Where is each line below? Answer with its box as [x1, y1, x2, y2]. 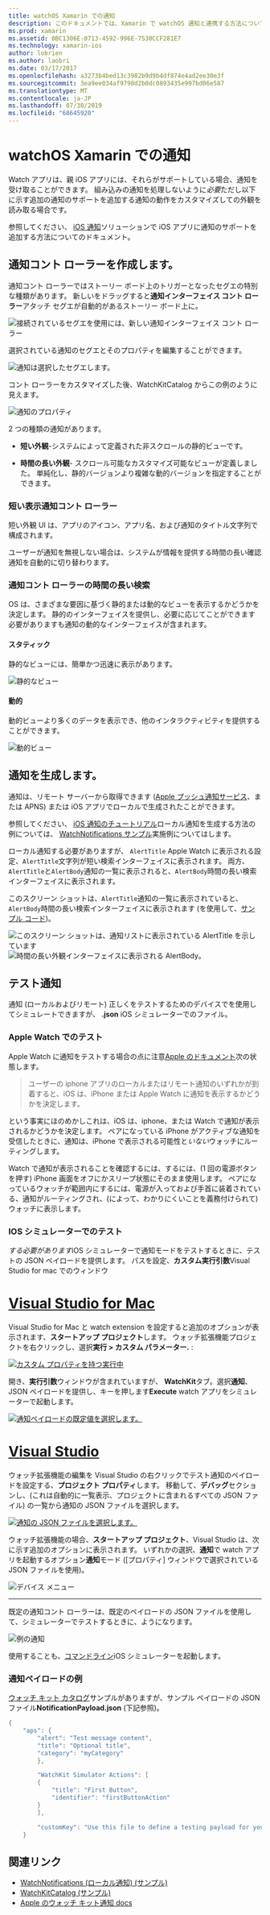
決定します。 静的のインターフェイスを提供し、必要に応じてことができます [8, 609, 256, 619]
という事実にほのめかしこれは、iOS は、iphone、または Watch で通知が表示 [8, 1115, 260, 1125]
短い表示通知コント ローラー [8, 501, 118, 512]
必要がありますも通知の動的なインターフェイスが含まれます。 [8, 620, 211, 629]
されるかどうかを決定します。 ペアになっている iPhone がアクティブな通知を [8, 1126, 261, 1136]
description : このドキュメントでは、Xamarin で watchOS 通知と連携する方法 [8, 19, 243, 27]
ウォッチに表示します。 [8, 1203, 86, 1213]
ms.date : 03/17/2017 [8, 64, 78, 73]
